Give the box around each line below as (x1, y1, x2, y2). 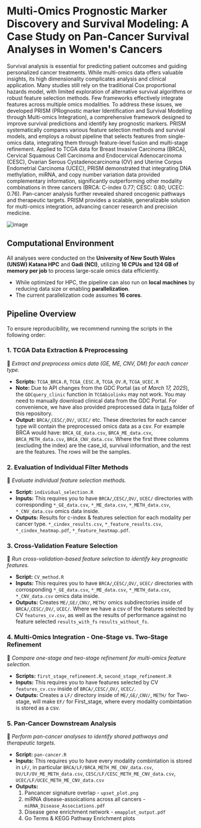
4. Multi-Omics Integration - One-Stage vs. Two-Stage (7, 633, 168, 641)
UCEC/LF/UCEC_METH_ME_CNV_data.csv (15, 778, 105, 784)
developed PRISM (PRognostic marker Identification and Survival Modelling (7, 107, 192, 114)
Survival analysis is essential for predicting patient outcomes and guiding (7, 62, 187, 70)
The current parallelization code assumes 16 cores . (15, 291, 142, 299)
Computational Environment (7, 239, 114, 249)
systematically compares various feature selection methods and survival (7, 126, 185, 133)
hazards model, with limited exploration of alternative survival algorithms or (7, 88, 193, 95)
